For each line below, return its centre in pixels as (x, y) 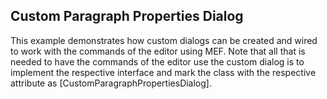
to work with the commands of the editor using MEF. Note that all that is (158, 51)
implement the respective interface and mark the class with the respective (163, 72)
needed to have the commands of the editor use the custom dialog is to (157, 61)
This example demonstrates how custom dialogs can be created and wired (164, 40)
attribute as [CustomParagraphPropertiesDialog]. (111, 83)
